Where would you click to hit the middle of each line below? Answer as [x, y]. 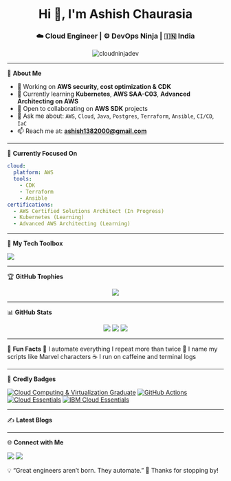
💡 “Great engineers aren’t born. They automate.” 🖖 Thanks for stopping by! [113, 471]
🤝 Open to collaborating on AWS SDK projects [82, 109]
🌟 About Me [24, 73]
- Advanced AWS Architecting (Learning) [72, 224]
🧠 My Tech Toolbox [35, 243]
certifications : [30, 205]
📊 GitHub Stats [30, 312]
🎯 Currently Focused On [42, 154]
